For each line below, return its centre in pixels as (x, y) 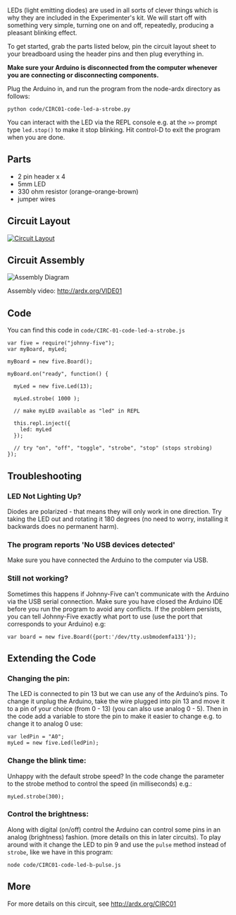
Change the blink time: (47, 760)
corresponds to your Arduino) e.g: (57, 623)
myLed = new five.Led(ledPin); (53, 743)
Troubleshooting (45, 476)
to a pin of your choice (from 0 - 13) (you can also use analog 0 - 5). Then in (118, 709)
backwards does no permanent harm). (63, 526)
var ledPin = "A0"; (36, 737)
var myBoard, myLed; (38, 349)
